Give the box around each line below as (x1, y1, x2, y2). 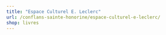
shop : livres (6, 20, 39, 26)
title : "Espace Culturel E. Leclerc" (6, 8, 101, 15)
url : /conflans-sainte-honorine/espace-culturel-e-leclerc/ (6, 14, 161, 20)
